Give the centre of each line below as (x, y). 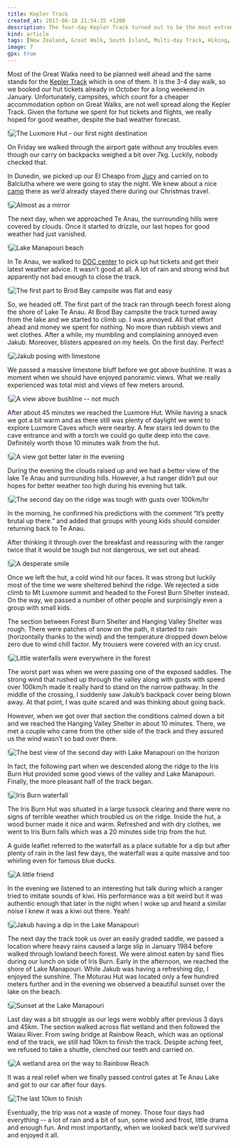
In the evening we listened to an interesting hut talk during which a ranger (115, 888)
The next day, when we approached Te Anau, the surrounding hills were (113, 219)
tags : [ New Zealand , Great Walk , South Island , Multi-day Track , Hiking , (119, 41)
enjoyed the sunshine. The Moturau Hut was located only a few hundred (113, 976)
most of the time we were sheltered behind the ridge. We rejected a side (113, 584)
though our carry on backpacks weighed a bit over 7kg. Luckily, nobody (113, 155)
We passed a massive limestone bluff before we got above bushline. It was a (119, 370)
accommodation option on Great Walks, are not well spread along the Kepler (119, 104)
